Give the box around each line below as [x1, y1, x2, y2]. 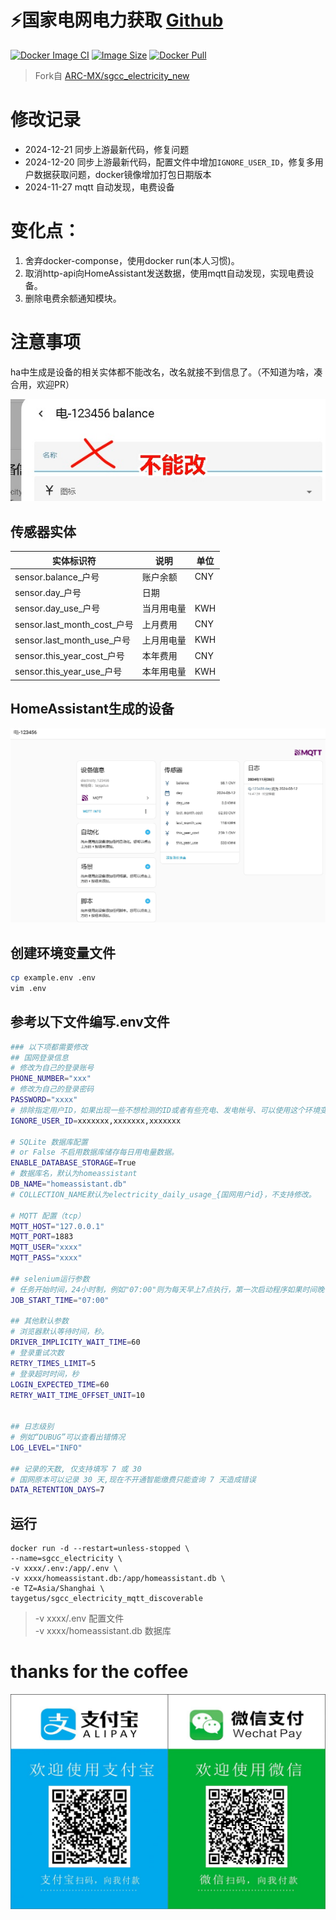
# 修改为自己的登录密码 [10, 1084, 95, 1095]
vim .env [10, 984, 47, 994]
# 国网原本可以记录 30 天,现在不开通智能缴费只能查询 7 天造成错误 [10, 1474, 257, 1485]
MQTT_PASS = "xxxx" [10, 1253, 83, 1263]
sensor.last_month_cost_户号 [14, 618, 134, 630]
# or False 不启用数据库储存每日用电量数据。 [10, 1147, 179, 1158]
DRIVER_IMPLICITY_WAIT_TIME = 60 [10, 1337, 141, 1348]
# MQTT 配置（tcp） [10, 1211, 86, 1221]
